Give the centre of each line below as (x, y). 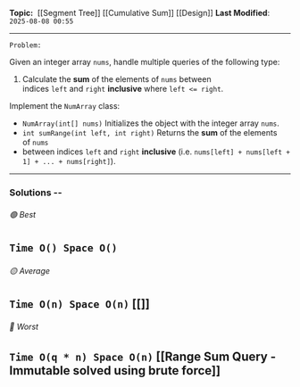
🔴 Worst (24, 326)
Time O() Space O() (63, 248)
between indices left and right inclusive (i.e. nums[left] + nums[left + (156, 152)
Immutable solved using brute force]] (115, 371)
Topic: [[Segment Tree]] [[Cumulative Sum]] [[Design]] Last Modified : (140, 13)
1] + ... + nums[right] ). (69, 161)
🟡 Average (30, 270)
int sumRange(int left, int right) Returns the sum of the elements (150, 132)
